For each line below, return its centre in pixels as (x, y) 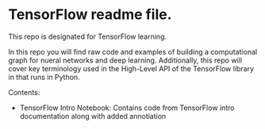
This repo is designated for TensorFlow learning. (88, 36)
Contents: (24, 92)
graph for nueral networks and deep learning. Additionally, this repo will (125, 60)
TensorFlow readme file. (90, 15)
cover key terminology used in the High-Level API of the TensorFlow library (131, 68)
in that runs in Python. (44, 77)
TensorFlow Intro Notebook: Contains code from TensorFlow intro (127, 108)
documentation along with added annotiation (93, 116)
